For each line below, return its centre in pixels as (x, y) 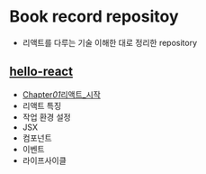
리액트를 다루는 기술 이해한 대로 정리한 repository (110, 42)
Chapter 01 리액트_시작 (61, 94)
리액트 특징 (42, 105)
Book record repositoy (94, 17)
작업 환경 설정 (46, 117)
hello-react (41, 72)
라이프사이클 (45, 160)
